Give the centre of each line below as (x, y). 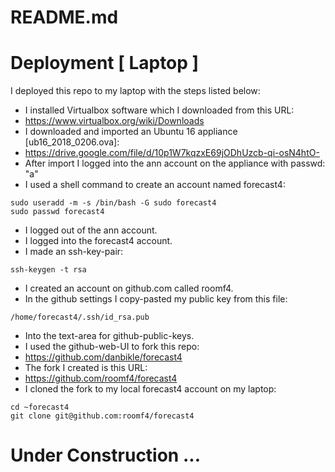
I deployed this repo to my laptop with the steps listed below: (135, 91)
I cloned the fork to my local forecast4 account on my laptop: (150, 389)
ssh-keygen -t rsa (48, 270)
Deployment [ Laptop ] (105, 63)
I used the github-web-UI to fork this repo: (112, 347)
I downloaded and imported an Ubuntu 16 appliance (131, 132)
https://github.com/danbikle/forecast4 (103, 357)
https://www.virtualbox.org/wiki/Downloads (114, 121)
